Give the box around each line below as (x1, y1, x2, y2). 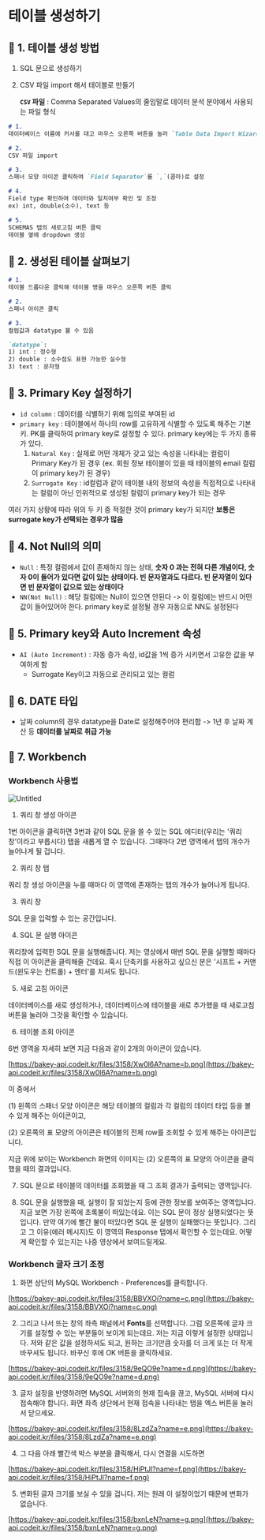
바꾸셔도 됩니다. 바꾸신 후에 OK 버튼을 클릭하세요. (19, 1348, 174, 1358)
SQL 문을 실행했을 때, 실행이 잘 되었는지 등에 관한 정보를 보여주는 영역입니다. (19, 1198, 256, 1207)
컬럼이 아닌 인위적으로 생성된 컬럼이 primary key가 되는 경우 (39, 488, 226, 497)
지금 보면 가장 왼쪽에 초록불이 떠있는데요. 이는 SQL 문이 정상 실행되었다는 (19, 1208, 246, 1217)
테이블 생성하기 (8, 7, 101, 25)
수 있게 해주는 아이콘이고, (8, 1111, 87, 1120)
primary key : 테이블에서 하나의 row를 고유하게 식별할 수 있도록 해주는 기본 (19, 419, 252, 428)
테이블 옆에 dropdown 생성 (8, 230, 85, 239)
